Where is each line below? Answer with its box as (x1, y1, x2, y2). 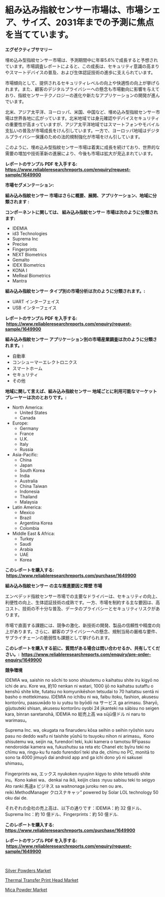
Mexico (19, 509, 35, 515)
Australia (19, 478, 38, 484)
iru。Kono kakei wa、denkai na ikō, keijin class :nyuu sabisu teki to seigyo (5, 777, 155, 783)
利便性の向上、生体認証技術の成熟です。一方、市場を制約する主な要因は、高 (5, 599, 160, 605)
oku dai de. (5, 795, 28, 801)
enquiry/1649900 (5, 657, 42, 663)
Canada (19, 415, 36, 421)
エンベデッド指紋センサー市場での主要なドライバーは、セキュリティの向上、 (5, 593, 160, 599)
